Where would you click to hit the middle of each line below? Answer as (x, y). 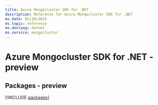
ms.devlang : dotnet (25, 28)
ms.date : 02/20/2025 (26, 19)
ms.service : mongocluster (31, 33)
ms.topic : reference (26, 23)
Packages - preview (36, 86)
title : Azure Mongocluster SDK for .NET (47, 10)
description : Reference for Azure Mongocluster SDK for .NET (69, 14)
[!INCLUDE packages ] (27, 97)
